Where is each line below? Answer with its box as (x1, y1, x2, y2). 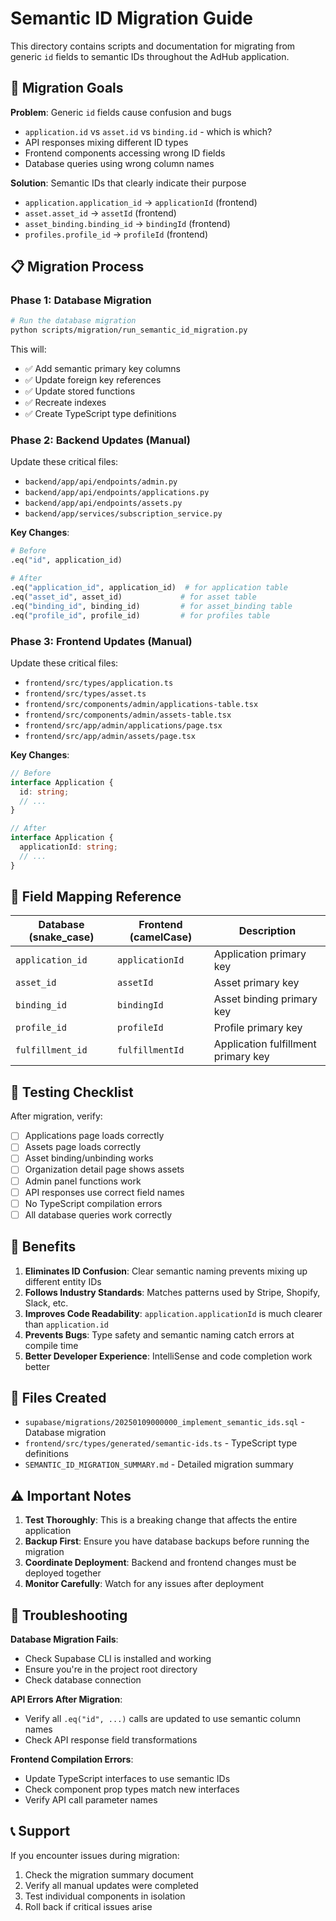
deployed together (24, 1567, 102, 1579)
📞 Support (10, 1823, 71, 1840)
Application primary (213, 947, 307, 961)
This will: (10, 343, 47, 356)
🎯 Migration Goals (10, 80, 124, 97)
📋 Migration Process (10, 258, 145, 276)
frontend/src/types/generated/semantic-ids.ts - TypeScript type (24, 1437, 298, 1449)
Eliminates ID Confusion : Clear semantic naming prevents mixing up (24, 1265, 308, 1277)
